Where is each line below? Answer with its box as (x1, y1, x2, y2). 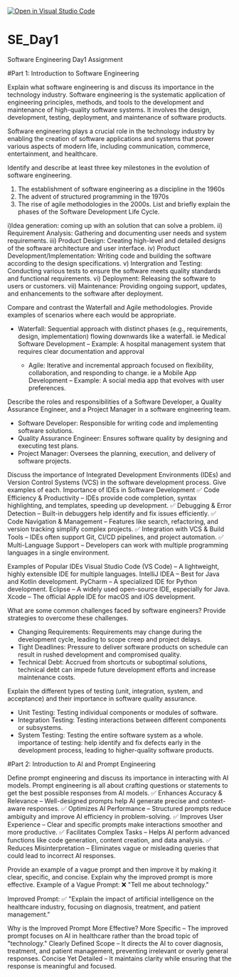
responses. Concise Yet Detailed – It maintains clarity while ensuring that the (7, 954, 232, 963)
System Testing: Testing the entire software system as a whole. (17, 731, 203, 739)
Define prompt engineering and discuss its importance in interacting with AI (7, 773, 229, 782)
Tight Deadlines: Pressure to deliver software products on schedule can (17, 642, 229, 651)
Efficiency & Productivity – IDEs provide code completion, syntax (7, 493, 197, 502)
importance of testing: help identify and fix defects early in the (17, 738, 201, 747)
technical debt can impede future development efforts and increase (17, 665, 216, 674)
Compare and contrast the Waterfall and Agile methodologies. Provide (7, 303, 213, 311)
